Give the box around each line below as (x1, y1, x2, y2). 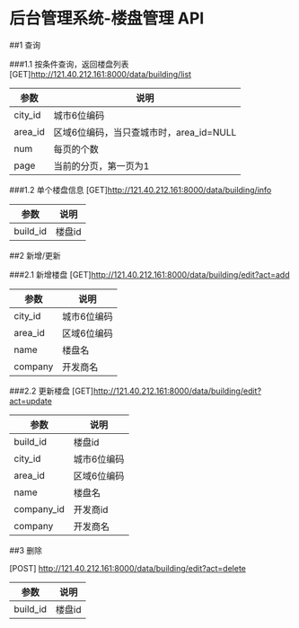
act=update (9, 395, 52, 406)
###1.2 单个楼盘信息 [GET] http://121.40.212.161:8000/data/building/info (9, 184, 272, 195)
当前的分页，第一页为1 (53, 159, 150, 172)
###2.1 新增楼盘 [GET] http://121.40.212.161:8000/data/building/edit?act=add (9, 269, 290, 279)
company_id (13, 502, 66, 515)
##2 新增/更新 (9, 250, 61, 261)
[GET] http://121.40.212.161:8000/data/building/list (9, 68, 191, 79)
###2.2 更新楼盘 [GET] (9, 385, 94, 396)
